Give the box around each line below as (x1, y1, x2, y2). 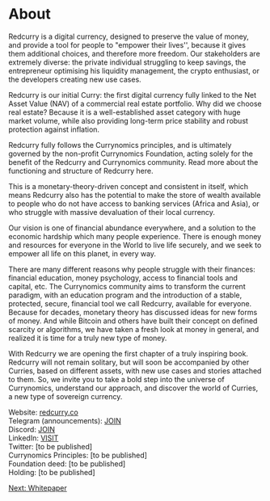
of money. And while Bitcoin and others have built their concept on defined (8, 316, 258, 326)
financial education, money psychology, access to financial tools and (8, 272, 238, 283)
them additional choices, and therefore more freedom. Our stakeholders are (8, 48, 260, 58)
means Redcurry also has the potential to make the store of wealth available (8, 190, 261, 200)
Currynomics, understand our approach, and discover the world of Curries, (8, 383, 259, 393)
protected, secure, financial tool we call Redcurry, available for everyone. (8, 298, 252, 308)
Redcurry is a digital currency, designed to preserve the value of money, (8, 32, 249, 41)
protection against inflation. (8, 124, 99, 134)
